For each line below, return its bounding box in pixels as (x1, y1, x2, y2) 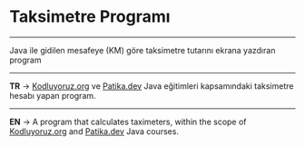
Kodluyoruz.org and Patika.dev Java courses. (9, 125, 180, 137)
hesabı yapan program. (9, 90, 97, 101)
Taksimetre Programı (9, 6, 171, 27)
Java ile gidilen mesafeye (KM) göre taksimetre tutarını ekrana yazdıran (9, 44, 276, 55)
